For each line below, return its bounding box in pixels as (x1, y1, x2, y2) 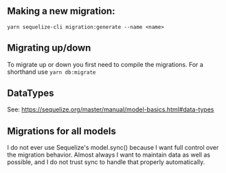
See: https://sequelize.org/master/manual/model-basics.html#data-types (7, 105, 214, 114)
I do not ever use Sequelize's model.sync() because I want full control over (7, 144, 219, 152)
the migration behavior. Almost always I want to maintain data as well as (7, 150, 211, 159)
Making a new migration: (7, 5, 115, 17)
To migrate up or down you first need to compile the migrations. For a (7, 60, 204, 68)
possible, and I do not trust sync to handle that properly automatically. (7, 158, 205, 166)
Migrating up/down (7, 42, 91, 54)
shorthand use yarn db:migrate (7, 68, 96, 76)
